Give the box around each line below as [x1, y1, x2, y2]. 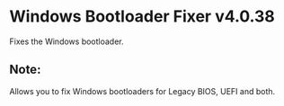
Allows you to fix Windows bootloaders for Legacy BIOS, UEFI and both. [9, 85, 276, 96]
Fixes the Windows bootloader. [9, 36, 124, 47]
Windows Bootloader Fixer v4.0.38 [9, 6, 276, 27]
